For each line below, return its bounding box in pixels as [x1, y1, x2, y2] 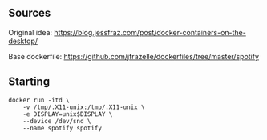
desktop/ [8, 36, 38, 46]
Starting [8, 75, 51, 89]
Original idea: [8, 27, 53, 37]
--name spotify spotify [22, 124, 103, 132]
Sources [8, 6, 51, 20]
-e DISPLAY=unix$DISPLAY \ [22, 110, 113, 118]
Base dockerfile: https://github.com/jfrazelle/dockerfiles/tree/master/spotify [8, 51, 259, 61]
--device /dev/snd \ [22, 117, 91, 125]
